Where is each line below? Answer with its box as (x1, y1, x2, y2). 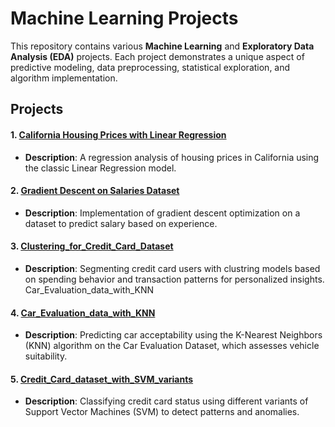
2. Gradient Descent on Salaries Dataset (10, 185, 180, 197)
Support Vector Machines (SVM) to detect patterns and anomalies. (24, 406, 300, 418)
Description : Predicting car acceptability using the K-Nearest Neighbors (24, 329, 323, 341)
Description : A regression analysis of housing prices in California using (24, 151, 320, 163)
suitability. (24, 350, 68, 362)
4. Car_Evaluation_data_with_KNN (10, 307, 156, 319)
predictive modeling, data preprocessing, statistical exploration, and (10, 61, 291, 73)
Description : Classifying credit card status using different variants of (24, 395, 309, 407)
